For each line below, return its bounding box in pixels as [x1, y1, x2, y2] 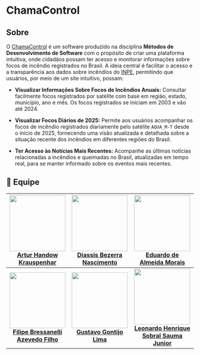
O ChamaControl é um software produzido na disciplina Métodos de [6, 43, 174, 50]
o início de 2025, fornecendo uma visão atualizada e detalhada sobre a [14, 129, 189, 136]
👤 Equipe [6, 177, 40, 188]
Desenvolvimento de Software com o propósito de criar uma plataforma [6, 49, 185, 57]
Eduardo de [145, 251, 179, 259]
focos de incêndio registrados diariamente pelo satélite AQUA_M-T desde [14, 123, 189, 130]
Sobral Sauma [142, 331, 183, 340]
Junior [152, 339, 172, 347]
